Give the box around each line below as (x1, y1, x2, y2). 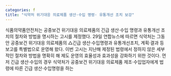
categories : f (5, 7, 36, 13)
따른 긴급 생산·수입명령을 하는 (14, 65, 74, 71)
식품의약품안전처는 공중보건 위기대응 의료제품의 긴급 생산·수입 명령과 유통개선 (5, 27, 160, 33)
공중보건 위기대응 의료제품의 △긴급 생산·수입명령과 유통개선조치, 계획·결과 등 (10, 39, 164, 46)
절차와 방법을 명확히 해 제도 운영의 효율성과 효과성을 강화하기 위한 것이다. (14, 52, 161, 59)
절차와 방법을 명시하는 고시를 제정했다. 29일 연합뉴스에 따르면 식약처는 (14, 33, 156, 39)
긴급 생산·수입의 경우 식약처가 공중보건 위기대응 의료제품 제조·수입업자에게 (10, 59, 159, 65)
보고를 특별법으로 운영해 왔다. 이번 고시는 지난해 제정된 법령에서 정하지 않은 (5, 46, 156, 52)
